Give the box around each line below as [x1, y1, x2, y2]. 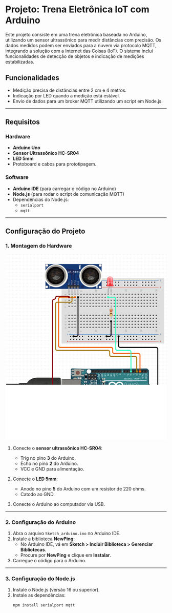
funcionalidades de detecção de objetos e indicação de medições [5, 53, 144, 59]
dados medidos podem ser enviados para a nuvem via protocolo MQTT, [5, 42, 157, 48]
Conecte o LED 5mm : [12, 476, 58, 482]
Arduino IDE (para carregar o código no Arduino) [12, 186, 116, 192]
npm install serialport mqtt [12, 603, 75, 608]
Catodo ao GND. [20, 491, 55, 497]
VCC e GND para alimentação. [20, 465, 84, 472]
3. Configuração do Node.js [5, 575, 75, 582]
